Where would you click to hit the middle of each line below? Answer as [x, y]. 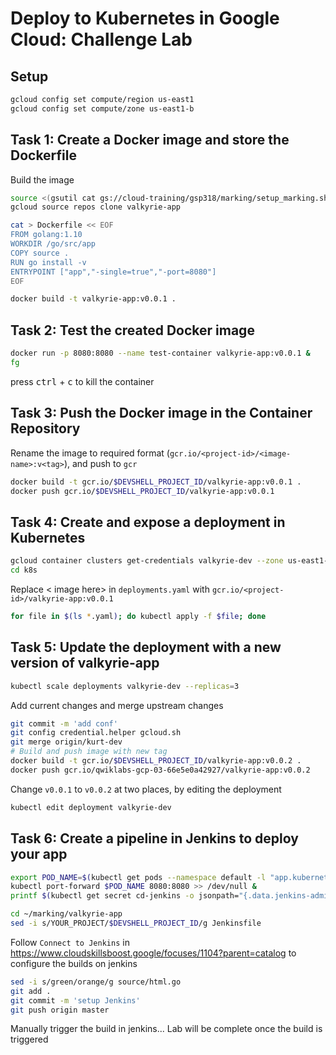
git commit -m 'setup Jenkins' [75, 1000]
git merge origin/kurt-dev [66, 742]
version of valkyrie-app [85, 663]
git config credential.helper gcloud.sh [96, 733]
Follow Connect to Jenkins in [70, 942]
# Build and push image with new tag [89, 752]
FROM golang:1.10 [46, 235]
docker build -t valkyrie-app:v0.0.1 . [93, 299]
